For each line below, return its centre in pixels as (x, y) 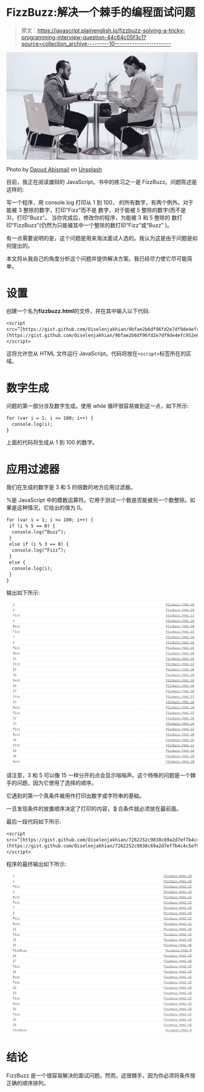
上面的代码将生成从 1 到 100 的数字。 (52, 442)
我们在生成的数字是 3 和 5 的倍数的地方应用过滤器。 (71, 487)
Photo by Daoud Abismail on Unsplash (54, 169)
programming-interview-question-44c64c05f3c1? (84, 37)
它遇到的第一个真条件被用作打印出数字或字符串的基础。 (75, 796)
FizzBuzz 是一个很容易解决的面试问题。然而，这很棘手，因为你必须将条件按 (101, 1075)
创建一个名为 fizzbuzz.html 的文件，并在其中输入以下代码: (78, 311)
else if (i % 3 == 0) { (39, 544)
